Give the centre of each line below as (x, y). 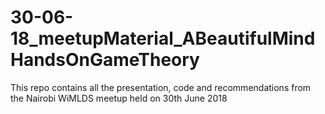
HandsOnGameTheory (105, 60)
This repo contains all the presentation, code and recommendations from (161, 87)
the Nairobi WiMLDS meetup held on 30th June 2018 (119, 98)
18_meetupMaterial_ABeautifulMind (163, 38)
